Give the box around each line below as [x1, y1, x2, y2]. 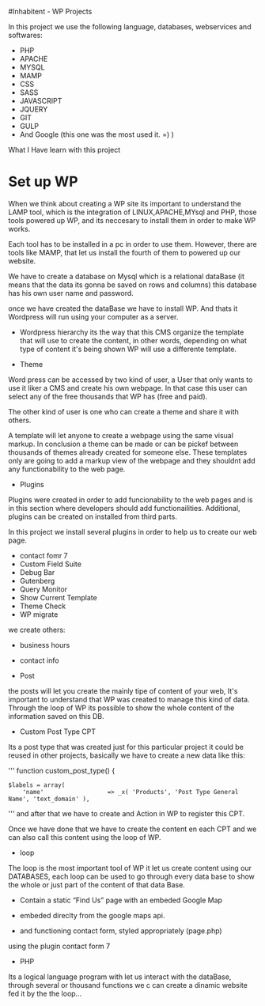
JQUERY [19, 104, 48, 114]
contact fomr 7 [19, 550, 69, 560]
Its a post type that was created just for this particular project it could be [8, 742, 244, 751]
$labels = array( [8, 781, 66, 789]
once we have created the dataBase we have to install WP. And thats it [8, 304, 238, 313]
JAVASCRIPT [19, 96, 62, 105]
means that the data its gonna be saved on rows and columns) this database [8, 280, 257, 289]
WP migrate [19, 609, 59, 619]
